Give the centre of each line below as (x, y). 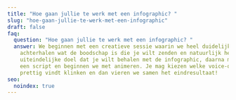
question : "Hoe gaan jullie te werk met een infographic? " (103, 40)
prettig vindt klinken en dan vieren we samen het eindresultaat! (119, 73)
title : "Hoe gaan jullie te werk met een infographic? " (92, 14)
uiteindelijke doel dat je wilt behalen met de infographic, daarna (122, 60)
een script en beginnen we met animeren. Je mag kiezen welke (113, 66)
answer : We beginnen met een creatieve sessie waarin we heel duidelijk (122, 46)
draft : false (26, 27)
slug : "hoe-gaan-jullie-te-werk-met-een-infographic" (88, 20)
